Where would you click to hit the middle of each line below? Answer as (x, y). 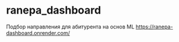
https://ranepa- (154, 27)
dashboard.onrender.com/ (38, 33)
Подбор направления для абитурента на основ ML (70, 27)
